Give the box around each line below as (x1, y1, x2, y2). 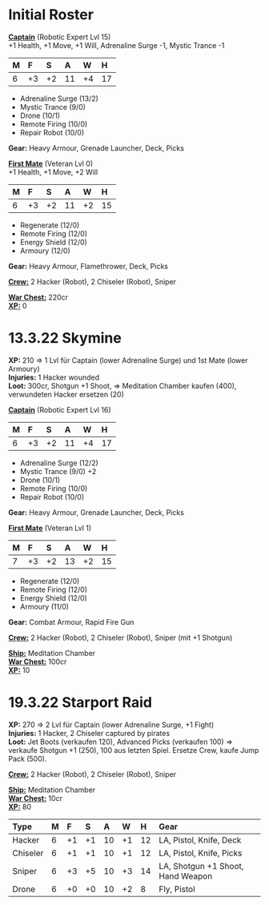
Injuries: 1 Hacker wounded (8, 372, 100, 382)
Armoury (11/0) (19, 601, 70, 611)
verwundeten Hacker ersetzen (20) (8, 389, 124, 399)
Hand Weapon (159, 871, 213, 882)
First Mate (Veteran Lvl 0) (8, 159, 94, 168)
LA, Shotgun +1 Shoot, (159, 860, 244, 871)
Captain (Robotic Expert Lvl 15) (8, 32, 111, 42)
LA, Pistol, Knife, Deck (159, 835, 242, 846)
